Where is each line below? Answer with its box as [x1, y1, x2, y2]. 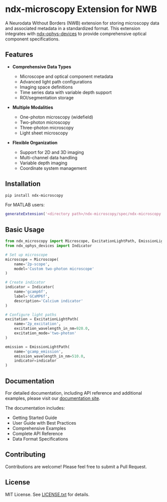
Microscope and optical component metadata [19, 73, 113, 79]
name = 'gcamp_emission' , [14, 349, 64, 354]
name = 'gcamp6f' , [14, 289, 48, 294]
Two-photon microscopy [19, 119, 71, 125]
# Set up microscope [5, 252, 48, 257]
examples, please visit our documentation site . [5, 395, 100, 401]
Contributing [5, 451, 46, 459]
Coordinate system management [19, 165, 87, 171]
